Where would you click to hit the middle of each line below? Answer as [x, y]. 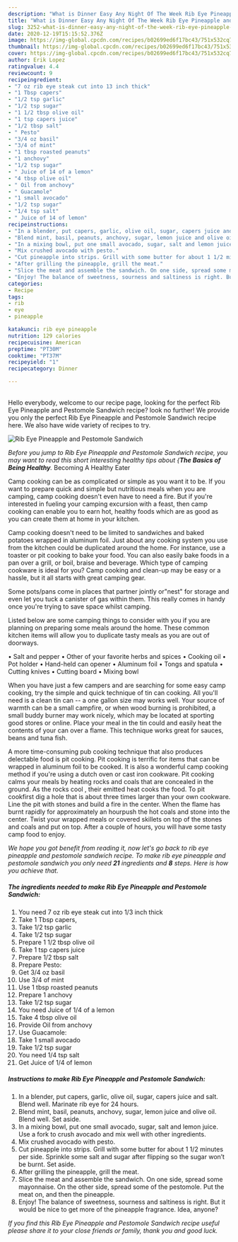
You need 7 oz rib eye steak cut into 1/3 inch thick [90, 912]
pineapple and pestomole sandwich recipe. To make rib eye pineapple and [117, 856]
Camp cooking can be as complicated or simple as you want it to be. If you [117, 481]
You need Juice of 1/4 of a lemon [66, 1010]
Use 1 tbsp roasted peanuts [58, 987]
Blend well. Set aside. [49, 1119]
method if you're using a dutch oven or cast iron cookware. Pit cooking [111, 774]
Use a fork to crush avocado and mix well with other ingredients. [112, 1134]
